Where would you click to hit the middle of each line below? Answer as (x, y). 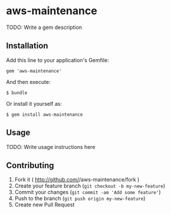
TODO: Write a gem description (44, 27)
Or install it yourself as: (34, 103)
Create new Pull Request (45, 205)
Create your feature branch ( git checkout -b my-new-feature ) (90, 186)
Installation (27, 46)
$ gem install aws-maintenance (45, 114)
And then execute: (28, 82)
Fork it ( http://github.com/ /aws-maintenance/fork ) (77, 180)
